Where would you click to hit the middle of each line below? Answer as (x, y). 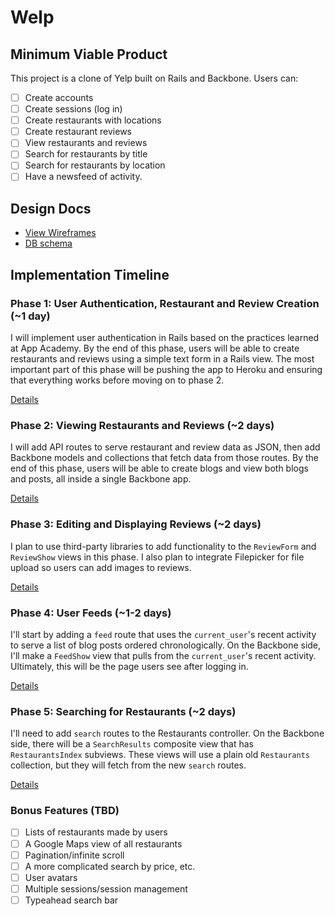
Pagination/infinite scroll (74, 855)
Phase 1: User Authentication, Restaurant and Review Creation (165, 303)
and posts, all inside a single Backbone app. (101, 479)
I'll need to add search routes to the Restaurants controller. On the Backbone (167, 733)
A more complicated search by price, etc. (110, 866)
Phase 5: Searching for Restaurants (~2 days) (123, 711)
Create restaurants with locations (93, 120)
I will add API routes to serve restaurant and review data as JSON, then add (165, 447)
